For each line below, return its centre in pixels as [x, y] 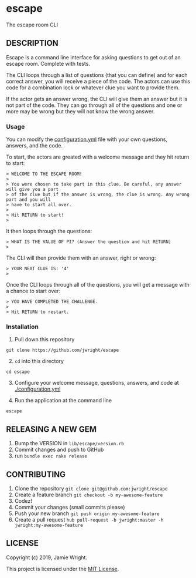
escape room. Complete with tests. [48, 63]
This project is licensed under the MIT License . [63, 569]
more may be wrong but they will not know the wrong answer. [80, 111]
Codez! [23, 500]
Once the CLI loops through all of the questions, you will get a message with [98, 285]
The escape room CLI [32, 25]
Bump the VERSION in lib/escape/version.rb [69, 443]
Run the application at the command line [63, 401]
